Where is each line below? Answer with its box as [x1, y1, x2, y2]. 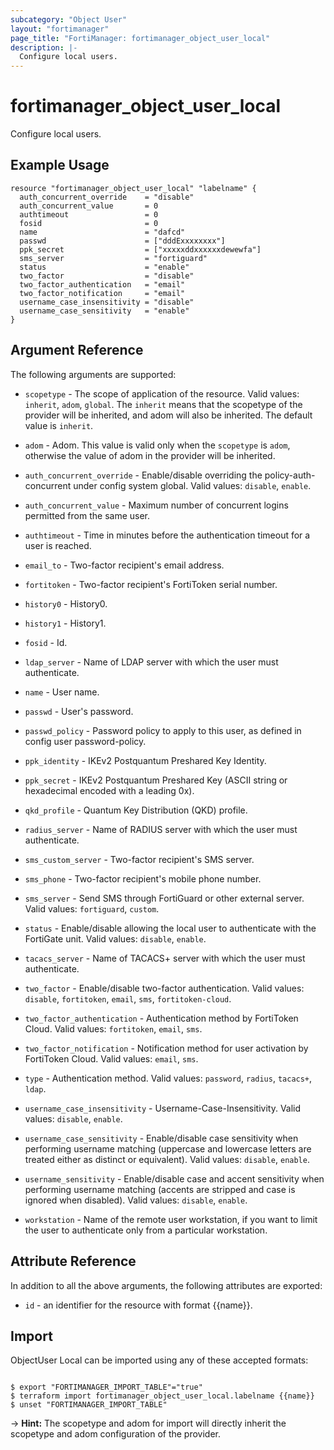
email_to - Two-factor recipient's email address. [24, 559, 225, 571]
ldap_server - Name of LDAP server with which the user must [24, 656, 279, 668]
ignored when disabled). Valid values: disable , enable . [24, 1194, 248, 1206]
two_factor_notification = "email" [19, 288, 186, 298]
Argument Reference [10, 342, 144, 359]
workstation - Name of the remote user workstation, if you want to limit [24, 1213, 318, 1225]
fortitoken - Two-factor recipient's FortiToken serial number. [24, 578, 278, 590]
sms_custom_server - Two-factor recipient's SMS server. [24, 853, 255, 865]
